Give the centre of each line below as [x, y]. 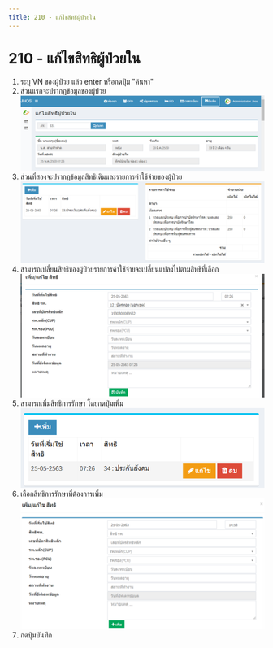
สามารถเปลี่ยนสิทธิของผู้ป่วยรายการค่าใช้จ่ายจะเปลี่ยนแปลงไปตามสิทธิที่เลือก [119, 269]
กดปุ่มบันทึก [36, 635]
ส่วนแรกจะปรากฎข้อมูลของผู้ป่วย [63, 90]
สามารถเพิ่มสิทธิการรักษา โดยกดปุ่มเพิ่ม [72, 403]
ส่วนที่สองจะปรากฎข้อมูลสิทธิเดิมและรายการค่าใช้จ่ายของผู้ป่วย [101, 176]
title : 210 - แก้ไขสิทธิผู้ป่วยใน [52, 17]
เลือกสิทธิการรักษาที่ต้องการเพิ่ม [61, 494]
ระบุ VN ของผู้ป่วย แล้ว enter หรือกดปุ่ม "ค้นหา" [87, 81]
